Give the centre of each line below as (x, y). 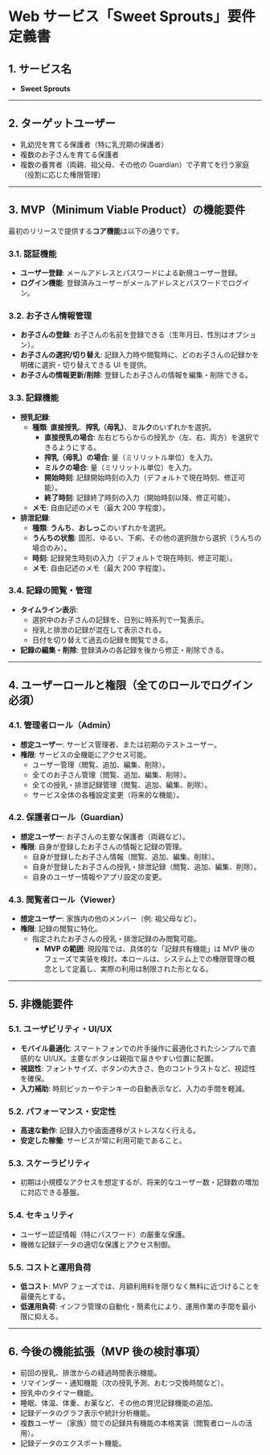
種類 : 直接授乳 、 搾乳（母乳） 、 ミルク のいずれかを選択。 (124, 427)
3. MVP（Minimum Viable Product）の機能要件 (127, 210)
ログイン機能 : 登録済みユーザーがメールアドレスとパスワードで (124, 282)
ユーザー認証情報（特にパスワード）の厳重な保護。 (104, 1234)
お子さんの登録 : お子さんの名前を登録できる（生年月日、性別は (124, 335)
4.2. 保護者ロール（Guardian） (68, 818)
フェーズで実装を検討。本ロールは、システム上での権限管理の (146, 959)
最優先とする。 (45, 1296)
